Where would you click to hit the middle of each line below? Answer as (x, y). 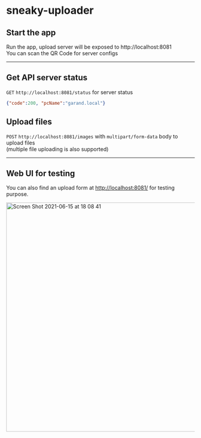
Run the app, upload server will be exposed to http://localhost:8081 (89, 47)
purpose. (17, 194)
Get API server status (47, 78)
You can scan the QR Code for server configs (62, 53)
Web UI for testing (41, 173)
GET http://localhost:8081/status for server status (70, 92)
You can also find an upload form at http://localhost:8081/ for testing (91, 188)
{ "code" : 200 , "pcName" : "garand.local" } (56, 103)
